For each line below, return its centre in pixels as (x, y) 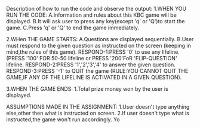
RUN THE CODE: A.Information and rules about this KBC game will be (92, 15)
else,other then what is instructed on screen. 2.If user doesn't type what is (98, 113)
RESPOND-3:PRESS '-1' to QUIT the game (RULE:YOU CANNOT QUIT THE (97, 71)
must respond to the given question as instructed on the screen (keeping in (99, 45)
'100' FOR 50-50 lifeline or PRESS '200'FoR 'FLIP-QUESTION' (101, 58)
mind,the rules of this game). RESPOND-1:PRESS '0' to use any (84, 52)
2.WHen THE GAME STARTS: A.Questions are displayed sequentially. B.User (100, 39)
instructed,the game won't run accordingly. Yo (63, 119)
